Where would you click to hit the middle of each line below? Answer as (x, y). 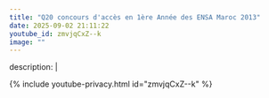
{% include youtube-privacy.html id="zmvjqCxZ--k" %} (111, 84)
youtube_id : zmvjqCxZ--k (55, 34)
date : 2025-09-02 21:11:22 (59, 26)
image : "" (28, 42)
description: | (33, 67)
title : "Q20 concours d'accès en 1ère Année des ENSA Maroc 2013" (135, 17)
